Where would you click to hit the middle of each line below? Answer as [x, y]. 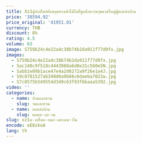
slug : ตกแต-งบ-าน [36, 114]
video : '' [18, 88]
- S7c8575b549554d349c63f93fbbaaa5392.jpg [64, 82]
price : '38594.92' [28, 17]
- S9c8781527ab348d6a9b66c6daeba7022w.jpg [64, 76]
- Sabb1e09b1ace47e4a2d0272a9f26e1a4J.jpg [64, 71]
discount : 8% [22, 33]
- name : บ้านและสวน [32, 98]
